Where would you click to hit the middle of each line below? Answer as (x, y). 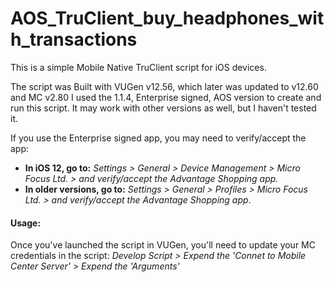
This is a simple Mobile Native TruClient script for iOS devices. (138, 67)
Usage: (26, 223)
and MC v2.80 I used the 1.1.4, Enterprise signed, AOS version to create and (166, 97)
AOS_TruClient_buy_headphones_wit (167, 18)
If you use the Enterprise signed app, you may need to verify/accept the (158, 138)
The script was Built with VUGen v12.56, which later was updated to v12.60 (164, 86)
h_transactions (74, 39)
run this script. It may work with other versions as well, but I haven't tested (163, 108)
